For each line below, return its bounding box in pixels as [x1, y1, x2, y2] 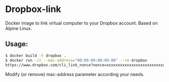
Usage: [5, 40, 29, 48]
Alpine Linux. [5, 25, 32, 31]
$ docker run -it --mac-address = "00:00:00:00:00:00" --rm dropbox [5, 57, 147, 63]
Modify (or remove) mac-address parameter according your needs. [5, 71, 145, 77]
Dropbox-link [5, 3, 61, 15]
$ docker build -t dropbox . [5, 53, 66, 58]
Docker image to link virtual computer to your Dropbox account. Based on [5, 20, 158, 26]
